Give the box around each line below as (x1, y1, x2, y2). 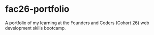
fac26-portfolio (5, 3, 70, 15)
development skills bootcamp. (5, 25, 66, 31)
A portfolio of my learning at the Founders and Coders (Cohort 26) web (5, 20, 149, 26)
